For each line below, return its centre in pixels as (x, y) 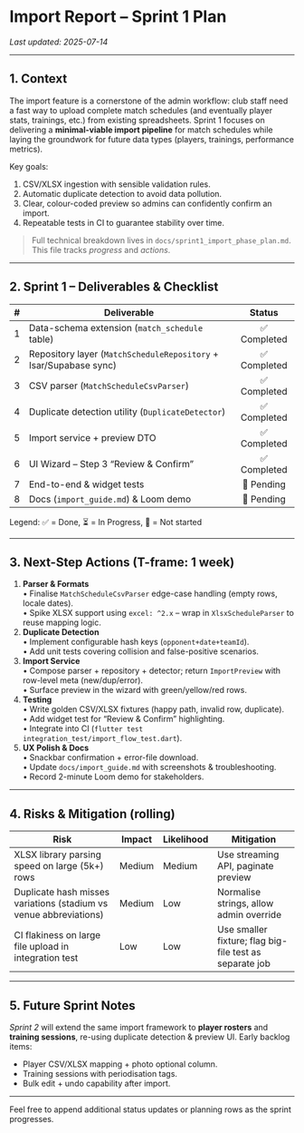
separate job (244, 963)
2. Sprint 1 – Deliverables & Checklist (114, 287)
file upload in (42, 947)
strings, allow (245, 903)
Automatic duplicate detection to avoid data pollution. (122, 193)
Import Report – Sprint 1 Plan (118, 17)
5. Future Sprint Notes (72, 1006)
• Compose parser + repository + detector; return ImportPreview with (152, 671)
